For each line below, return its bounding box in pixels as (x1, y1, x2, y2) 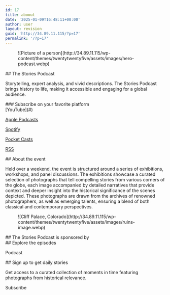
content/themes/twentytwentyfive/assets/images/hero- (18, 55, 134, 61)
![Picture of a (18, 49, 45, 56)
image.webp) (18, 224, 46, 230)
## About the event (5, 156, 46, 162)
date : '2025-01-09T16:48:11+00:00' (5, 17, 81, 22)
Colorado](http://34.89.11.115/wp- (47, 213, 116, 220)
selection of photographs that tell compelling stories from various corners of (5, 176, 165, 182)
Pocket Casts (5, 136, 33, 142)
